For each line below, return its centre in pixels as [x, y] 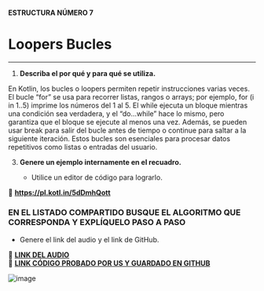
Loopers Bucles [60, 44]
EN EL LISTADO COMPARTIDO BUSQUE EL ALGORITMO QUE [125, 213]
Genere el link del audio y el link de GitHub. [89, 239]
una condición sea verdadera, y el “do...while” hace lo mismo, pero [116, 113]
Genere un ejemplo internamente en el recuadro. [101, 162]
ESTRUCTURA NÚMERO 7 [51, 13]
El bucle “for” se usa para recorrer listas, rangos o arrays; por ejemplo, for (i [131, 96]
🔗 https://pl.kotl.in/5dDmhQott [60, 192]
